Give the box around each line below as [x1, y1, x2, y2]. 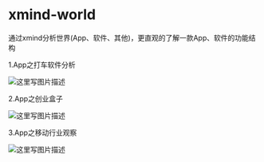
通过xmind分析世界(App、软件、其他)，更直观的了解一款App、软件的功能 [8, 33, 249, 42]
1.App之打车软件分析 [8, 60, 76, 69]
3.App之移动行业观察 [8, 128, 77, 137]
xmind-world [8, 6, 97, 24]
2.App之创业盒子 [8, 93, 64, 103]
